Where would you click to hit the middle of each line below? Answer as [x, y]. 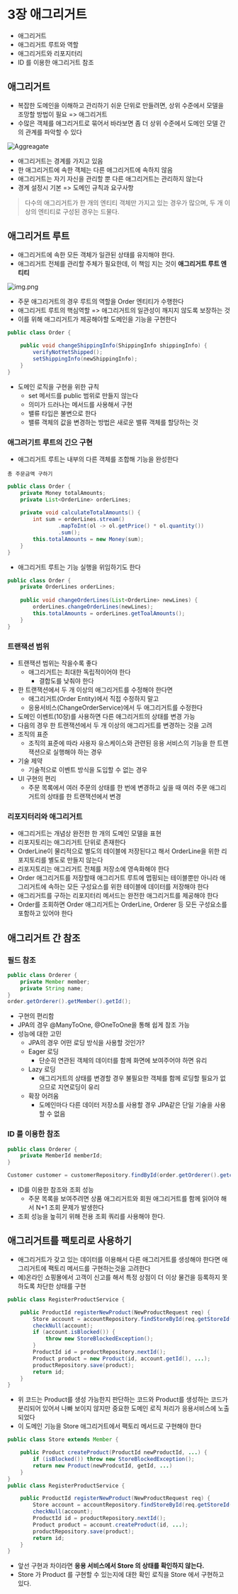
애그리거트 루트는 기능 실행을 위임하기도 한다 [79, 567]
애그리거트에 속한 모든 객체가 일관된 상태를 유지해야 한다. [96, 255]
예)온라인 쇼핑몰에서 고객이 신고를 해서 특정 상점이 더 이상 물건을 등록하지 [119, 1277]
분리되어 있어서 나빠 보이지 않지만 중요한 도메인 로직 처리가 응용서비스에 [117, 1408]
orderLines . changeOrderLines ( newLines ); [93, 607]
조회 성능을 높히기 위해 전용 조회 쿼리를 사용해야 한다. [91, 1216]
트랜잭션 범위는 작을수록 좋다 [57, 663]
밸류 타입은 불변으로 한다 [62, 413]
